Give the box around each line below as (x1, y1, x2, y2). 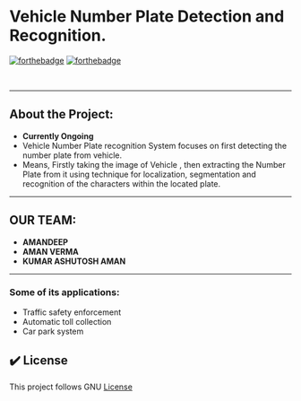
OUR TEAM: (9, 213, 77, 228)
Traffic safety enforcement (21, 307, 122, 318)
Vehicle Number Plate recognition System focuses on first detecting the (21, 140, 288, 151)
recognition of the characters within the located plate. (21, 178, 221, 189)
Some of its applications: (9, 286, 120, 299)
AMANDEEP (21, 236, 69, 248)
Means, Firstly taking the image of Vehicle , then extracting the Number (21, 159, 287, 170)
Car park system (21, 326, 84, 336)
